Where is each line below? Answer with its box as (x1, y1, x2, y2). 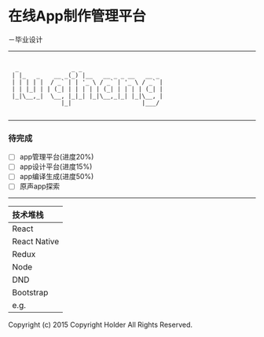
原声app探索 (19, 181, 60, 191)
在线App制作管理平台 (8, 7, 147, 25)
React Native (12, 236, 60, 247)
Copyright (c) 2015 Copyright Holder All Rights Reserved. (8, 320, 192, 330)
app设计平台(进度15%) (19, 162, 93, 171)
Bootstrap (12, 288, 49, 299)
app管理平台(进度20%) (19, 152, 94, 162)
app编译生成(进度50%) (19, 172, 94, 181)
